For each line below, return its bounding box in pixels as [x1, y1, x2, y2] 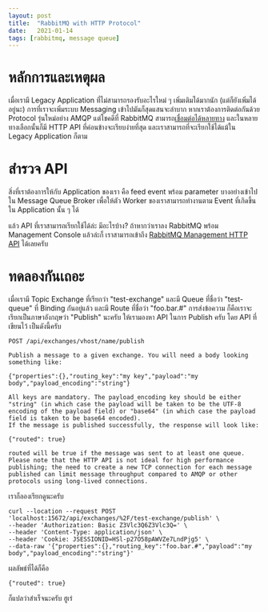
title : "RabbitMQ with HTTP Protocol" [8, 19, 142, 27]
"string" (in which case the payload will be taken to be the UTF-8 [8, 401, 242, 409]
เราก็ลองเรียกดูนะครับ [8, 491, 64, 501]
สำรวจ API [8, 160, 68, 178]
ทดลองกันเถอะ [8, 267, 85, 286]
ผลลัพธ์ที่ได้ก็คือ [8, 563, 50, 573]
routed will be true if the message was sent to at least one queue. [8, 450, 246, 458]
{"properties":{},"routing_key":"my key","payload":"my [8, 373, 198, 381]
